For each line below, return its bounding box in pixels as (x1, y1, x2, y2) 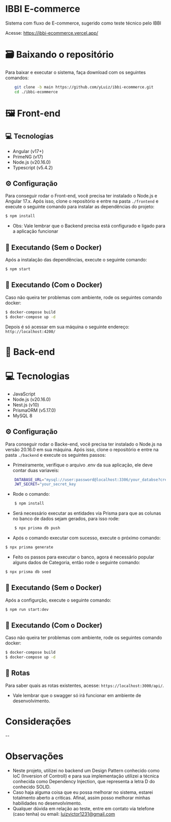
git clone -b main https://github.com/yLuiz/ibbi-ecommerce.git (14, 84, 154, 90)
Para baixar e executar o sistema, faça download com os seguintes (5, 69, 146, 75)
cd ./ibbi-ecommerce (14, 89, 58, 95)
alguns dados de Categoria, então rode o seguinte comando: (12, 559, 140, 565)
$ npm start (5, 266, 31, 272)
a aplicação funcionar (12, 228, 59, 234)
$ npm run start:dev (5, 607, 49, 612)
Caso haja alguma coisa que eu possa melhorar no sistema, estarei (12, 789, 153, 795)
